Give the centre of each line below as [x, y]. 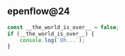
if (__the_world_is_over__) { [51, 34]
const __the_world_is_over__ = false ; [63, 27]
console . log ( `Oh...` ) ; [52, 40]
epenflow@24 [39, 11]
